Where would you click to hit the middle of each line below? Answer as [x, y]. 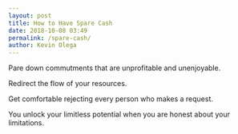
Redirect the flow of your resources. [68, 84]
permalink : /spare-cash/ [50, 38]
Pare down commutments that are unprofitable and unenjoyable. [115, 68]
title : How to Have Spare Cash [61, 23]
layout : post [30, 16]
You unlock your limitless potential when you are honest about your [119, 114]
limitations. [26, 123]
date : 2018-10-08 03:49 [48, 30]
